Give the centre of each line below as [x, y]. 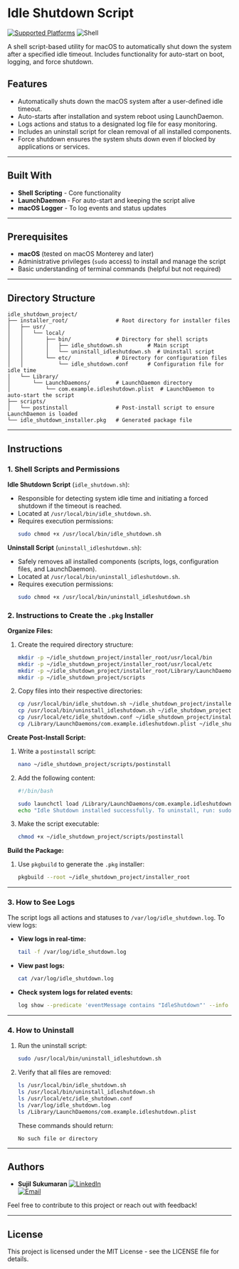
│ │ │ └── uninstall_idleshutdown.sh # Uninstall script [111, 352]
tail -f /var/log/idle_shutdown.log [72, 952]
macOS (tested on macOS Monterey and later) [86, 254]
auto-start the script [41, 395]
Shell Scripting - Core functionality [69, 193]
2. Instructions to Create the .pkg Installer [81, 615]
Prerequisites [38, 237]
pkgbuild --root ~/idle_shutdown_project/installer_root [104, 877]
